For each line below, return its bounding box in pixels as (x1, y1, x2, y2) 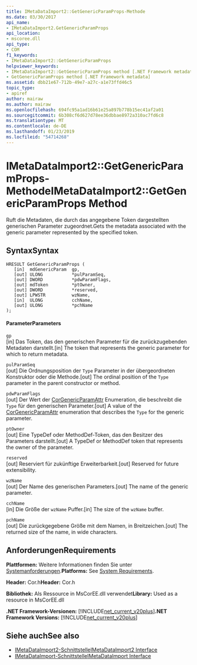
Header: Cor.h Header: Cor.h (6, 579, 75, 586)
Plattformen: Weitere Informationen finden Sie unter (6, 561, 133, 568)
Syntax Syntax (6, 246, 59, 256)
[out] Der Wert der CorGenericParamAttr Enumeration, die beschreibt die (6, 396, 182, 403)
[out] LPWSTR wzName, (13, 292, 91, 298)
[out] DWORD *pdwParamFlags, (13, 276, 111, 282)
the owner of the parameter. (6, 444, 74, 451)
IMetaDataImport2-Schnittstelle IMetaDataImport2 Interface (14, 646, 158, 653)
